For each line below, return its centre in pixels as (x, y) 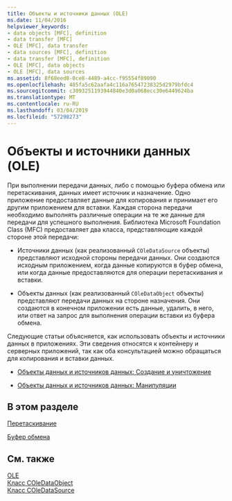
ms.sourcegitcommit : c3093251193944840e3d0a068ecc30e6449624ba (100, 91)
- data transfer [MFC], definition (59, 59)
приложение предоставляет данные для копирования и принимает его (113, 200)
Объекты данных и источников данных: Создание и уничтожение (114, 371)
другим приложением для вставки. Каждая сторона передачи (100, 207)
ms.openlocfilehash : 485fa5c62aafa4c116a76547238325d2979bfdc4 (100, 85)
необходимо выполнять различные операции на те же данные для (106, 214)
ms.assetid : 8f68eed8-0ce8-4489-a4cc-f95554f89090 (82, 78)
